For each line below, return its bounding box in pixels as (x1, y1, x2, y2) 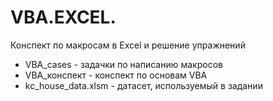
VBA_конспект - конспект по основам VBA (24, 69, 208, 81)
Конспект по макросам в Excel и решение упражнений (10, 39, 246, 51)
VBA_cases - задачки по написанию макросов (24, 58, 223, 70)
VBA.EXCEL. (10, 6, 117, 29)
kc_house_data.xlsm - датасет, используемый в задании (24, 79, 263, 91)
